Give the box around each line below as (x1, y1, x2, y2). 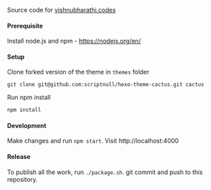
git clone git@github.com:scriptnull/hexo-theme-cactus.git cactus (7, 81, 205, 88)
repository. (7, 175, 38, 183)
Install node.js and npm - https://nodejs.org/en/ (7, 37, 142, 45)
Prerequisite (7, 21, 43, 30)
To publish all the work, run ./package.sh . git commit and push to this (7, 168, 203, 176)
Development (7, 121, 47, 129)
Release (7, 153, 31, 161)
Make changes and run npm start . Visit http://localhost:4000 (7, 137, 179, 145)
